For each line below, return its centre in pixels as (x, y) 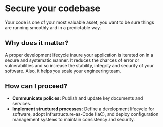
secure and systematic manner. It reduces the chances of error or (72, 60)
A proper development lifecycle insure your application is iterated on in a (79, 55)
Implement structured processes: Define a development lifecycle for (83, 109)
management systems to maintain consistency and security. (74, 119)
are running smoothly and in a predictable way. (53, 27)
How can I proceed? (36, 86)
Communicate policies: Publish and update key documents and (78, 98)
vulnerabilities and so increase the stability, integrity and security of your (79, 65)
